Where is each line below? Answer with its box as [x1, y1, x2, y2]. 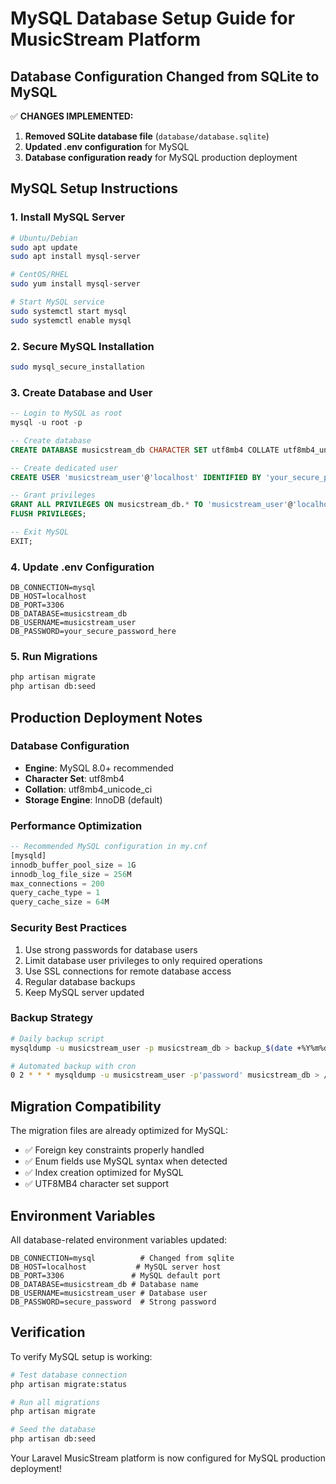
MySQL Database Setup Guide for [10, 7, 296, 30]
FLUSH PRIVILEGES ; [10, 509, 87, 519]
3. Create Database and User [10, 385, 153, 399]
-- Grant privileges [10, 490, 97, 501]
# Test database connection [10, 1370, 128, 1380]
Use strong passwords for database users [24, 943, 198, 956]
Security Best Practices [10, 921, 128, 935]
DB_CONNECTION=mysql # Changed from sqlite [10, 1253, 235, 1263]
